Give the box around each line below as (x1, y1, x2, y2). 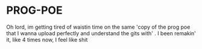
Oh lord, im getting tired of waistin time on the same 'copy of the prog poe (6, 23, 191, 30)
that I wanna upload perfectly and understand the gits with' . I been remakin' (6, 29, 196, 36)
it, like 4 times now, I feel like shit (6, 36, 88, 43)
